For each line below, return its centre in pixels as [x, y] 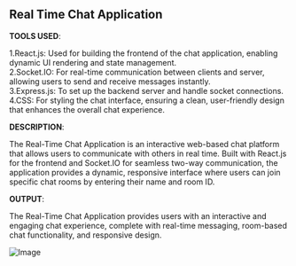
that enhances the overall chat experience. [87, 109]
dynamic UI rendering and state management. [93, 62]
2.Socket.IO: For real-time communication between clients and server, [137, 72]
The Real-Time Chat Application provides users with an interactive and [138, 215]
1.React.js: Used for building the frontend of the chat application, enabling [144, 53]
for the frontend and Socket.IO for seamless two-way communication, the [144, 162]
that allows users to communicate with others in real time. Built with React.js [148, 153]
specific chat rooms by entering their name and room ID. [112, 182]
